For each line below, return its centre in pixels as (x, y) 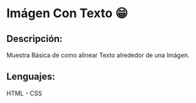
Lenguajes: (31, 77)
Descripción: (35, 39)
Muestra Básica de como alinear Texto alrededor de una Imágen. (98, 55)
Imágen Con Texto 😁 (67, 13)
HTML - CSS (24, 93)
